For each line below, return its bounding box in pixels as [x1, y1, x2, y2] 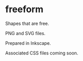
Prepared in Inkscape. [5, 40, 51, 46]
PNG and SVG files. [5, 30, 46, 36]
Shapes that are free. [5, 20, 49, 26]
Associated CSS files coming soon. [5, 50, 78, 56]
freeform [5, 4, 44, 15]
